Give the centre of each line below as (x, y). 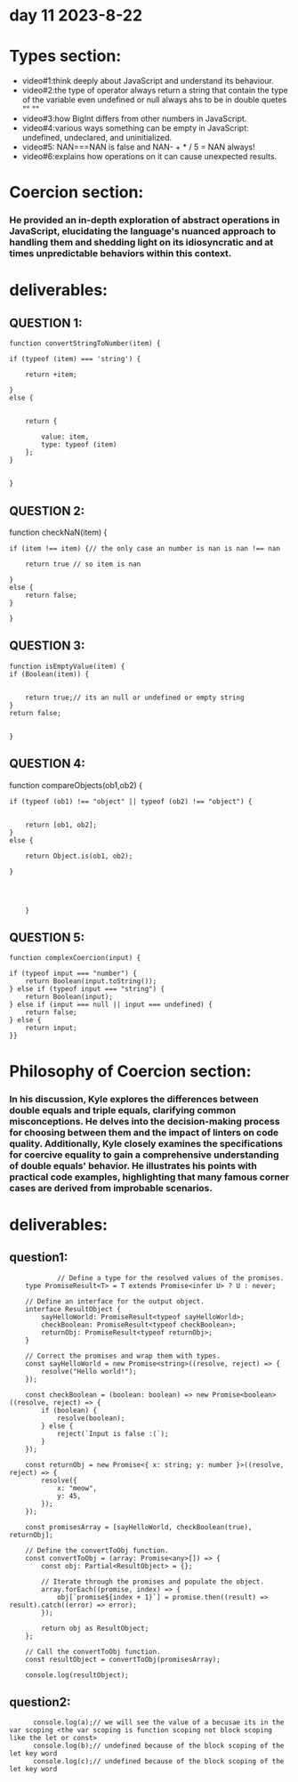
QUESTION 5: (47, 938)
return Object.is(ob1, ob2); (79, 856)
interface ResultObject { (73, 1309)
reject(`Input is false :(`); (113, 1433)
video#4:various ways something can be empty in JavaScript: (135, 128)
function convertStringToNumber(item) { (85, 343)
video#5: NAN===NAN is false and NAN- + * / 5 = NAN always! (138, 147)
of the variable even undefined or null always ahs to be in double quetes (154, 100)
